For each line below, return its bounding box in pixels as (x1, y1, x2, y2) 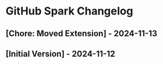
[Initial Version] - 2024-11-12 (5, 48, 115, 59)
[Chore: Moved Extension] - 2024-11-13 (5, 28, 158, 39)
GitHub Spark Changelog (5, 4, 133, 18)
